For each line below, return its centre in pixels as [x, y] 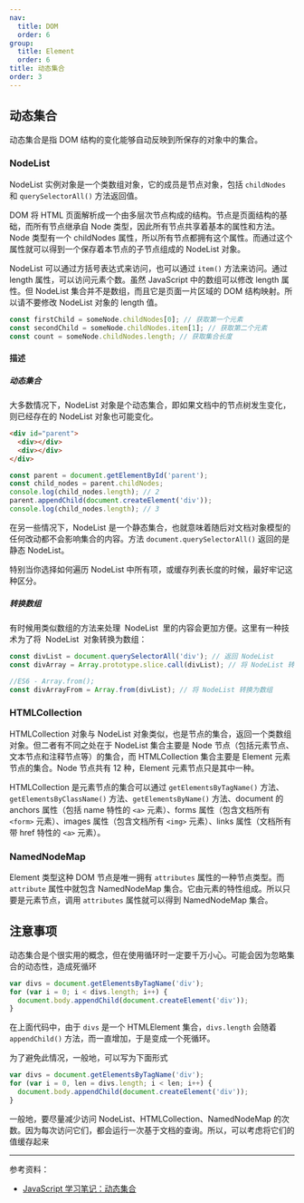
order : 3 [26, 77]
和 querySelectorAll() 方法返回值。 [76, 195]
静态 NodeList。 [39, 550]
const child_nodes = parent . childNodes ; [87, 484]
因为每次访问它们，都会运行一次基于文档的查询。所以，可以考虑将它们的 [160, 1130]
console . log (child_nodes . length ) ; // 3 [85, 509]
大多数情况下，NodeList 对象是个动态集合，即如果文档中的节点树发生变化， [150, 406]
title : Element [46, 52]
